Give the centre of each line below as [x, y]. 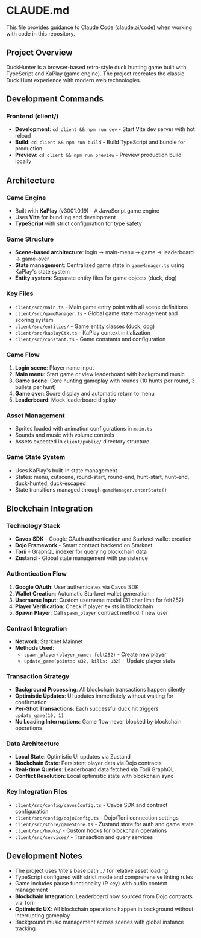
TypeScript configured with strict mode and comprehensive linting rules [104, 877]
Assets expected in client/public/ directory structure [82, 442]
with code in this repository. [41, 33]
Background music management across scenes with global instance [99, 922]
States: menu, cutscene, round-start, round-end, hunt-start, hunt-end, [102, 477]
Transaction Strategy [38, 676]
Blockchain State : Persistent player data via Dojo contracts [88, 763]
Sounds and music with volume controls [64, 435]
